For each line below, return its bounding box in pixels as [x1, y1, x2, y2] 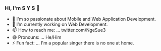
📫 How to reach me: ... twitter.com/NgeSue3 [12, 27, 106, 33]
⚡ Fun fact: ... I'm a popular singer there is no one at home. [12, 40, 134, 46]
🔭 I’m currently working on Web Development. [12, 21, 108, 27]
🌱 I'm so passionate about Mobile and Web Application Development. [12, 16, 156, 22]
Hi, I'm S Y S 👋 [5, 5, 40, 12]
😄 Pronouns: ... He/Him [12, 34, 62, 40]
